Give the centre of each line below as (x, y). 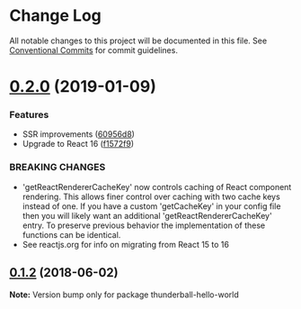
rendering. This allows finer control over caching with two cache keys (151, 196)
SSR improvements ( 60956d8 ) (78, 134)
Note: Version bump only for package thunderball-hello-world (124, 295)
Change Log (55, 16)
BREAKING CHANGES (58, 168)
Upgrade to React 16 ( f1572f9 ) (78, 144)
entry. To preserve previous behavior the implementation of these (144, 225)
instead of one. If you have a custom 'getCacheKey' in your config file (151, 206)
